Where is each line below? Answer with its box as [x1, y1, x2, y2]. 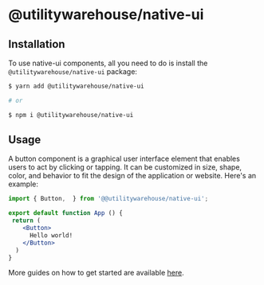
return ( [11, 217, 41, 224]
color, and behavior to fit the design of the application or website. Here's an [8, 171, 257, 181]
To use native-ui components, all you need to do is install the [8, 58, 208, 68]
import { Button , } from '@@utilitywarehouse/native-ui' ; [8, 195, 209, 203]
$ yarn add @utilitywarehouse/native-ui [8, 82, 145, 90]
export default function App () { [8, 209, 124, 217]
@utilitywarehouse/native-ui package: [8, 67, 138, 76]
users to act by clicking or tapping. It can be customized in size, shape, [8, 162, 242, 172]
